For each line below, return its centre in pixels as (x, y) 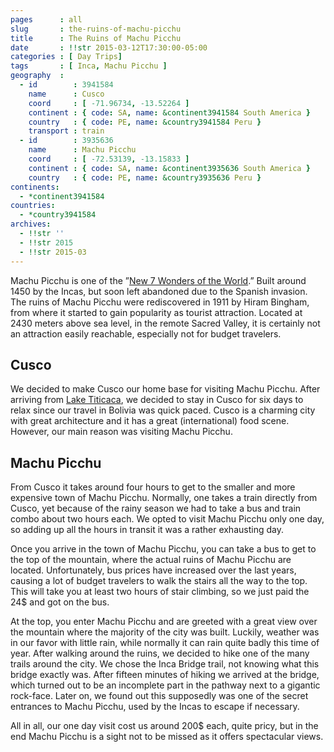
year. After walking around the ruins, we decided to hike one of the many (160, 653)
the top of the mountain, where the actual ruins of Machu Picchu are (151, 560)
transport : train (66, 131)
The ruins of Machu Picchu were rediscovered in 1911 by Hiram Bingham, (160, 302)
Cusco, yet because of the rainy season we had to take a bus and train (156, 508)
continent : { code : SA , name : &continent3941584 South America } (169, 112)
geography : (37, 76)
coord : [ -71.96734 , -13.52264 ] (109, 103)
